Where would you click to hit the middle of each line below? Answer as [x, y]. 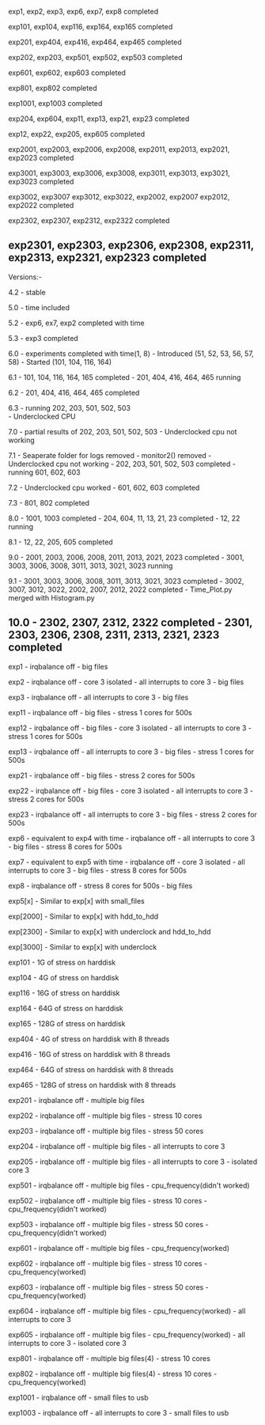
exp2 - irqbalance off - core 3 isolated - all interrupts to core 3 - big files [126, 682]
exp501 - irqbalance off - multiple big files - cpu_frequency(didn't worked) [129, 1185]
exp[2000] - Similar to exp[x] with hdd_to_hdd [83, 916]
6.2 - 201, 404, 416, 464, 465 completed [74, 392]
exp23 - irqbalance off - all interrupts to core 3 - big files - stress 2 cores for [132, 814]
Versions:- [25, 277]
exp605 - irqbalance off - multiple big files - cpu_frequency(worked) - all [127, 1334]
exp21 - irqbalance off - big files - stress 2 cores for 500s [102, 775]
